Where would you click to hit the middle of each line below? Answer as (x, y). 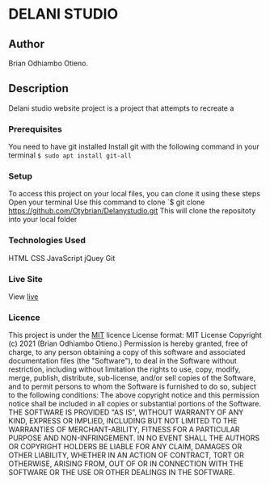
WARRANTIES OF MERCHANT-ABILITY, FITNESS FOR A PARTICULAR (124, 430)
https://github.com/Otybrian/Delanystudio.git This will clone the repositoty (132, 211)
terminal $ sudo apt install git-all (70, 155)
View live (23, 297)
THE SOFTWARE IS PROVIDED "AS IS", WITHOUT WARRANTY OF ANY (126, 412)
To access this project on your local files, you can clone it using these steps (135, 194)
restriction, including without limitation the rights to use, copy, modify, (124, 369)
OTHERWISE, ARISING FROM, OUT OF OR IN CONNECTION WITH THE (126, 464)
